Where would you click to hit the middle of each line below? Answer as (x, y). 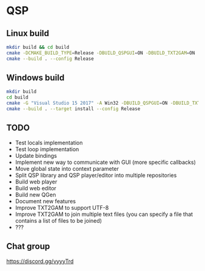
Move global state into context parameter (67, 168)
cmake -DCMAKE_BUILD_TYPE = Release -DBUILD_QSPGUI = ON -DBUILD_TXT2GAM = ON (101, 53)
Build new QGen (35, 195)
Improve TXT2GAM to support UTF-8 (62, 207)
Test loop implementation (47, 149)
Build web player (36, 182)
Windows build (35, 78)
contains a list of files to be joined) (59, 220)
